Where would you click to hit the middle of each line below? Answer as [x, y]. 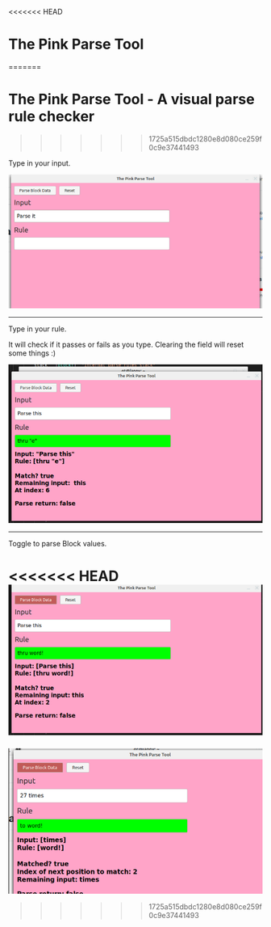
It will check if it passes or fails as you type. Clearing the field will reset [126, 345]
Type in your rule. [38, 329]
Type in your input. [40, 163]
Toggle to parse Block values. [58, 544]
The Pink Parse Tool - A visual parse [132, 99]
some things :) [32, 353]
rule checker [52, 117]
